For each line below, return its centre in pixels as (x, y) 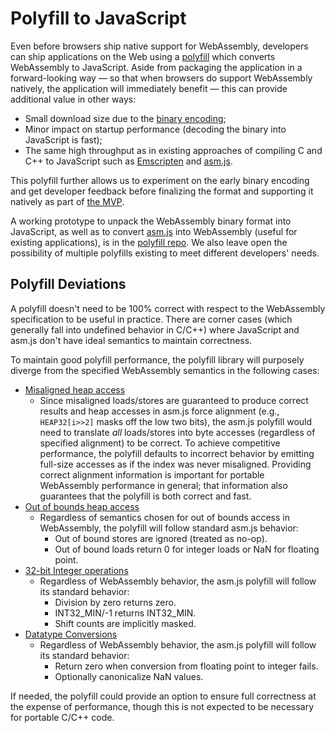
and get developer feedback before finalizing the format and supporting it (162, 191)
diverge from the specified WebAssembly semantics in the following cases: (165, 370)
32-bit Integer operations (76, 570)
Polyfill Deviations (68, 284)
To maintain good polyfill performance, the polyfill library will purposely (157, 359)
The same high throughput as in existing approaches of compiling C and (173, 150)
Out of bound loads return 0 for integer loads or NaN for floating (187, 549)
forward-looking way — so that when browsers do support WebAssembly (161, 78)
